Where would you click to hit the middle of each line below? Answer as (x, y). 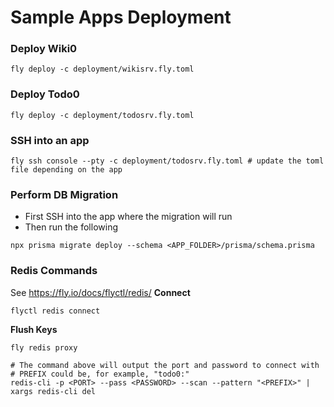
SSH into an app (50, 140)
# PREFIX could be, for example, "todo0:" (100, 374)
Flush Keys (34, 329)
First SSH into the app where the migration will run (128, 217)
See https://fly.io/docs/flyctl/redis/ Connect (100, 292)
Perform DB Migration (64, 194)
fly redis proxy (44, 347)
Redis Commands (54, 271)
